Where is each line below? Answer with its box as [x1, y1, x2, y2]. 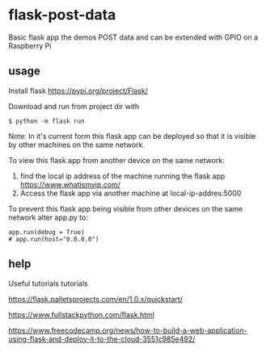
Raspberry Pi [8, 40, 52, 50]
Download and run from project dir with [8, 101, 140, 111]
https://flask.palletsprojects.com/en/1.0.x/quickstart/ [8, 294, 184, 304]
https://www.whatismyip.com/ [19, 179, 121, 189]
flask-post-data [8, 6, 116, 24]
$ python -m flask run [8, 117, 85, 125]
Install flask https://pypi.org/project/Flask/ [8, 86, 148, 95]
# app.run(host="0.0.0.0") [8, 235, 99, 243]
